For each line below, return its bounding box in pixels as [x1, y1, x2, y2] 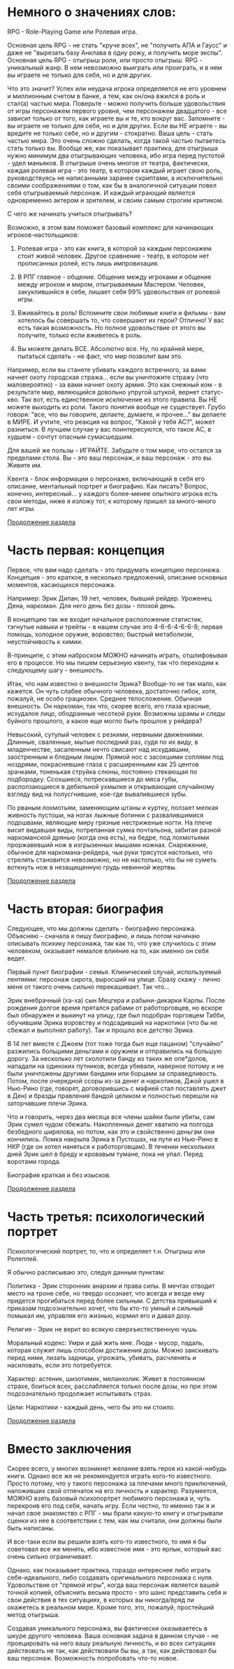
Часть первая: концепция [7, 542, 166, 558]
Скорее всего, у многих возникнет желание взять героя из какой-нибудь [7, 1464, 227, 1472]
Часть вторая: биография [7, 901, 164, 917]
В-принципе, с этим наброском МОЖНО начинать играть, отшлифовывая [7, 651, 228, 659]
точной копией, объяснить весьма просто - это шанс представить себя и [7, 1588, 227, 1596]
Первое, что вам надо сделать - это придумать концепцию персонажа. [7, 565, 221, 574]
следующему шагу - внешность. [7, 666, 105, 674]
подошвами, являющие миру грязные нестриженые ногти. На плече [7, 818, 212, 827]
